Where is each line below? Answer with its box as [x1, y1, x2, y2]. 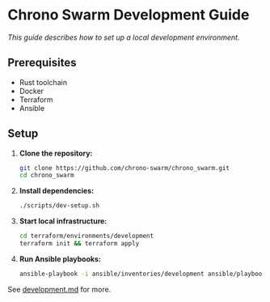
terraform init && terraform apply [19, 240, 140, 248]
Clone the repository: [19, 148, 93, 158]
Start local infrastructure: [19, 216, 108, 226]
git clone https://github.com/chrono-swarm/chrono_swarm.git [19, 164, 230, 172]
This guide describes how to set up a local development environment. [7, 32, 240, 42]
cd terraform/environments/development [19, 232, 154, 240]
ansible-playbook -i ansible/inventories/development [19, 270, 205, 278]
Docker [19, 86, 44, 96]
